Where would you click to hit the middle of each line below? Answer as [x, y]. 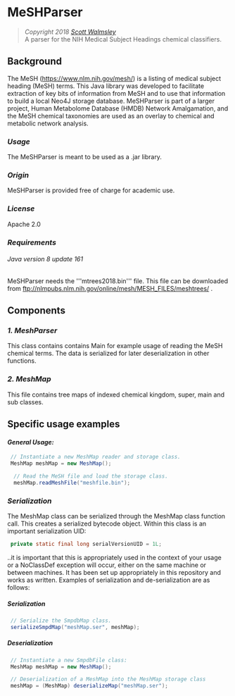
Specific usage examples [64, 424]
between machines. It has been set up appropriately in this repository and [114, 573]
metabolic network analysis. [48, 123]
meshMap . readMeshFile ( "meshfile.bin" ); [72, 483]
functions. [22, 361]
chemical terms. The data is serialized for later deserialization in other [108, 354]
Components [36, 311]
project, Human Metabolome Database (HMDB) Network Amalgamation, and [118, 108]
